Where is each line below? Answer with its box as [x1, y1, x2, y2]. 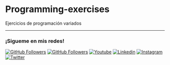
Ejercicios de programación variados [5, 20, 82, 26]
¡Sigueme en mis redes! [5, 37, 65, 44]
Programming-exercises [5, 4, 110, 15]
